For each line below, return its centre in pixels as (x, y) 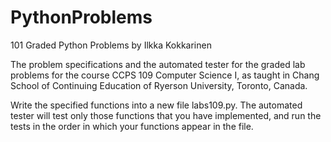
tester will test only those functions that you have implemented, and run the (166, 115)
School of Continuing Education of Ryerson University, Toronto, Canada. (159, 85)
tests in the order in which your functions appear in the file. (132, 126)
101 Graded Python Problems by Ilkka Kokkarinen (111, 45)
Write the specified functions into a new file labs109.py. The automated (156, 105)
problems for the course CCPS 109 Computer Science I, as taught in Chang (165, 75)
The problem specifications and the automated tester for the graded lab (158, 64)
